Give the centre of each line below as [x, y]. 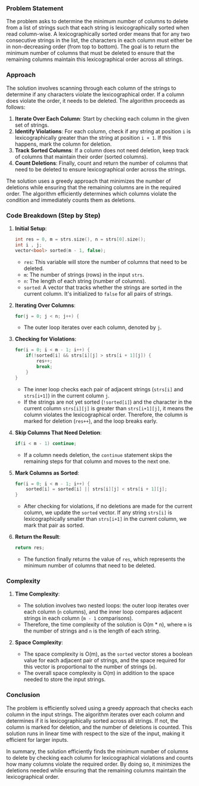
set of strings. [32, 125]
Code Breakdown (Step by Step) [53, 215]
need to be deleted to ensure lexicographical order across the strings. [100, 169]
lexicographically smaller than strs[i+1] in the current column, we [105, 519]
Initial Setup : [31, 228]
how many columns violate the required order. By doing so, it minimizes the [98, 764]
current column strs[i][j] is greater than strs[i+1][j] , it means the [108, 408]
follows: [16, 107]
